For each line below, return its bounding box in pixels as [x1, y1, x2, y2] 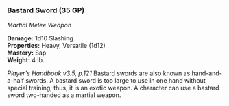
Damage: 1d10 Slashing [7, 34, 73, 42]
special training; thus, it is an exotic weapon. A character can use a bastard [7, 84, 219, 92]
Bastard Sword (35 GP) [7, 5, 85, 15]
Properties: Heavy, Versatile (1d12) [7, 42, 106, 50]
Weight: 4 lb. [7, 56, 45, 64]
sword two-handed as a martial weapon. [7, 91, 121, 99]
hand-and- [191, 69, 223, 77]
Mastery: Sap [7, 49, 47, 57]
